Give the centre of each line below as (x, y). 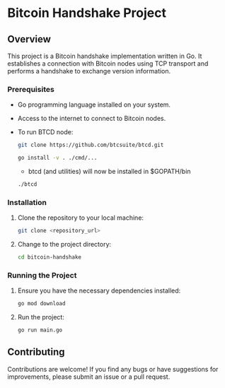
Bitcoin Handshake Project (87, 13)
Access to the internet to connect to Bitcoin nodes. (92, 119)
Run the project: (41, 317)
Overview (29, 39)
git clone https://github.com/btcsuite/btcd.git (91, 145)
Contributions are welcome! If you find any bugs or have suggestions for (113, 369)
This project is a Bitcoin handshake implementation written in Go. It (105, 56)
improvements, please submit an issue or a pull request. (89, 377)
